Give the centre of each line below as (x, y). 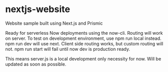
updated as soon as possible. (36, 64)
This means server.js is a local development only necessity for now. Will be (83, 58)
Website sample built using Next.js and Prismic (54, 23)
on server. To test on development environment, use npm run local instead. (83, 38)
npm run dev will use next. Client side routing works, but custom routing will (84, 43)
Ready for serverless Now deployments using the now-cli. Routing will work (84, 33)
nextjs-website (38, 9)
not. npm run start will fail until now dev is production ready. (68, 49)
